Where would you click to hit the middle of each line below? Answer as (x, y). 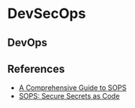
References (36, 68)
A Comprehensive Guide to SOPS (73, 88)
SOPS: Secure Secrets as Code (69, 96)
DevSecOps (47, 14)
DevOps (27, 43)
